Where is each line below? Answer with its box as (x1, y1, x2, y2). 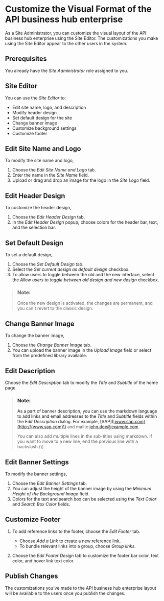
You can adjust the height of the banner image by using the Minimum (12, 486, 152, 492)
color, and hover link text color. (12, 557, 75, 564)
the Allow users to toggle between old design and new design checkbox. (12, 277, 159, 283)
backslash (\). (17, 444, 45, 450)
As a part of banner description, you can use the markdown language (17, 408, 158, 414)
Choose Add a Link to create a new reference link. (19, 538, 121, 544)
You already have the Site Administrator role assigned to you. (5, 68, 129, 73)
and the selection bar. (12, 224, 56, 231)
